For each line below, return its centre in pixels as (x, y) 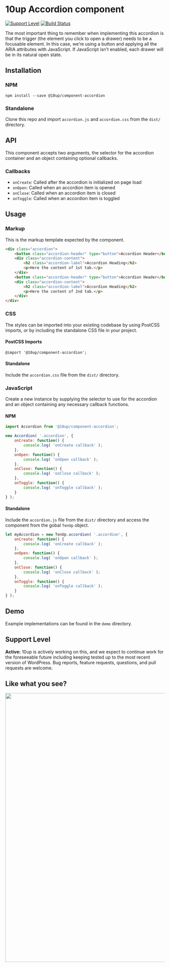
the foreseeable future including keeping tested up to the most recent (78, 657)
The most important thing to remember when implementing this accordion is (84, 33)
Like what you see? (36, 684)
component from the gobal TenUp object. (47, 525)
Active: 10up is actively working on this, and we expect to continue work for (84, 652)
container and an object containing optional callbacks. (62, 158)
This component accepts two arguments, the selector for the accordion (80, 152)
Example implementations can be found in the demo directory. (69, 623)
